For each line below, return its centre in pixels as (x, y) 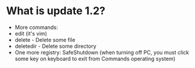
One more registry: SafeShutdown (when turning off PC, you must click (102, 52)
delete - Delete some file (45, 40)
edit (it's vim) (31, 33)
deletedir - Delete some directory (56, 46)
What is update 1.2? (56, 11)
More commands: (36, 27)
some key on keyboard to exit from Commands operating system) (95, 59)
